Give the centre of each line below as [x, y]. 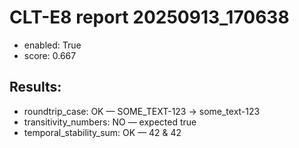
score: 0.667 [50, 55]
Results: [35, 87]
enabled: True [52, 45]
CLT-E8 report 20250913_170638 [149, 17]
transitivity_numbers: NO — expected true [110, 122]
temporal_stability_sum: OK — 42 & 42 [102, 132]
